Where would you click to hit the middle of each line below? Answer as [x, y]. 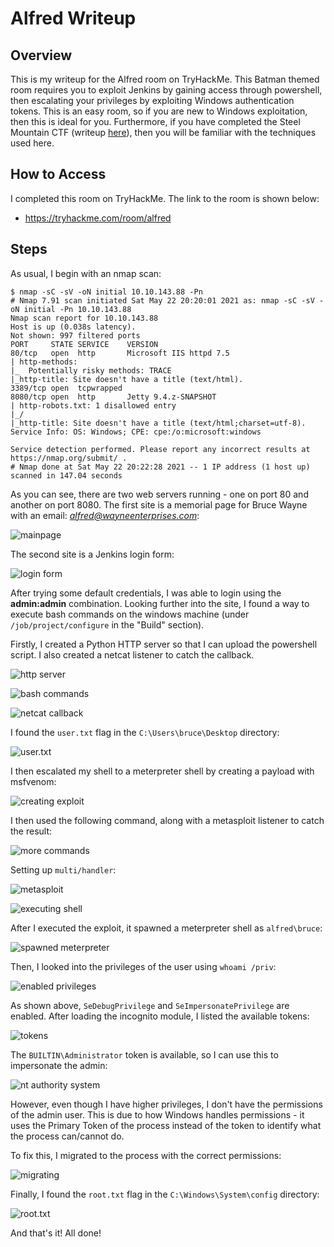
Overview [41, 55]
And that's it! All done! [56, 1233]
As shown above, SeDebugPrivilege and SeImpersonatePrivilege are [150, 1005]
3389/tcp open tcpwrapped [66, 388]
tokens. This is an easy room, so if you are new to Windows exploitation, [159, 111]
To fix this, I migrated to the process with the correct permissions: [146, 1155]
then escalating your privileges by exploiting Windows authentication [152, 100]
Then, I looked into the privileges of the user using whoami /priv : [143, 966]
